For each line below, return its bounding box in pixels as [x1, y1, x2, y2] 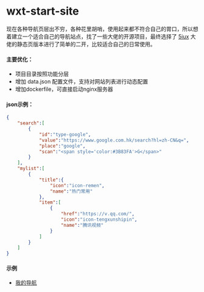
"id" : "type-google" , [38, 131, 91, 138]
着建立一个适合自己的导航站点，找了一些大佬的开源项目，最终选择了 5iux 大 [6, 32, 196, 40]
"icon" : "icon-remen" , [49, 182, 105, 188]
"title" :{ [38, 177, 64, 183]
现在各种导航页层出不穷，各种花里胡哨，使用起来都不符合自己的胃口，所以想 [6, 25, 199, 32]
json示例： [6, 101, 33, 108]
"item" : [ [38, 199, 62, 205]
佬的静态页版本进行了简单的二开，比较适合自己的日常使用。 [6, 40, 156, 48]
